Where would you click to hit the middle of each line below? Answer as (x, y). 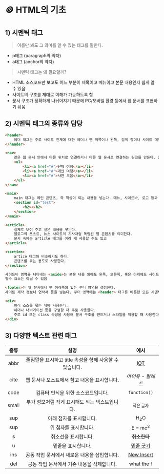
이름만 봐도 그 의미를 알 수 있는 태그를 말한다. (60, 45)
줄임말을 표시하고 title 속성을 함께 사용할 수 (72, 360)
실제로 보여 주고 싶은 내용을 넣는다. (45, 230)
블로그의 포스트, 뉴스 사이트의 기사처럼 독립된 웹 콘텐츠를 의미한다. (73, 234)
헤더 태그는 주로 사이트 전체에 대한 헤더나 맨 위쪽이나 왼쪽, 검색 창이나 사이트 (83, 139)
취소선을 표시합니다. (72, 437)
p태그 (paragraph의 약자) (37, 56)
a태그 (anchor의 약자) (33, 62)
